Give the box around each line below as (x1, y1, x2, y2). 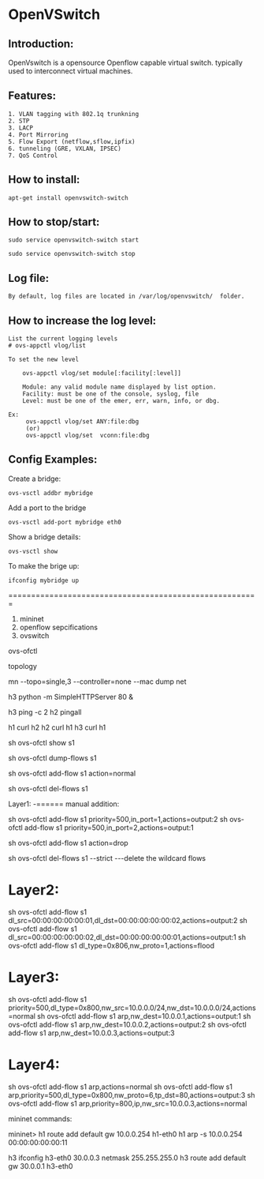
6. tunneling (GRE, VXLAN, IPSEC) (8, 145, 122, 152)
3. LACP (8, 124, 34, 132)
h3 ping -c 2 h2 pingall (8, 707, 82, 716)
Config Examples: (8, 452, 98, 467)
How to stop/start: (8, 216, 100, 229)
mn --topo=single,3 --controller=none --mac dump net (8, 677, 187, 686)
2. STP (8, 117, 30, 125)
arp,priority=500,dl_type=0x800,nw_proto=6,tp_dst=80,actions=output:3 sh (8, 1090, 255, 1099)
